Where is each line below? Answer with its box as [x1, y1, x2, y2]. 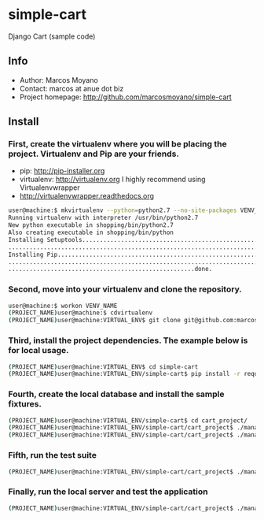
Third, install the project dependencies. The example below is [8, 335, 248, 346]
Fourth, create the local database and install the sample [8, 388, 225, 399]
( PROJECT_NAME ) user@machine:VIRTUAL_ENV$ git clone [8, 317, 181, 325]
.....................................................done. [8, 266, 213, 273]
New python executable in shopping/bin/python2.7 [8, 221, 174, 229]
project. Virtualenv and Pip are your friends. [8, 148, 179, 159]
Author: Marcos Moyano [19, 75, 98, 84]
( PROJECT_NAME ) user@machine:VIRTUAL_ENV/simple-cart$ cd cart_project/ [8, 416, 247, 425]
